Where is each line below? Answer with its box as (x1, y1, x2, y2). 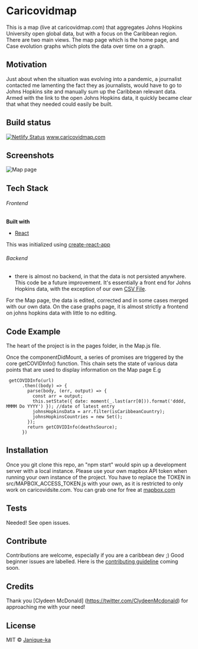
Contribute (6, 536, 47, 546)
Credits (6, 581, 34, 592)
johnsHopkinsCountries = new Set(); (32, 414, 123, 420)
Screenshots (6, 150, 54, 160)
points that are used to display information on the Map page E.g (6, 366, 161, 373)
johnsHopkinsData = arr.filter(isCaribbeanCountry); (32, 408, 165, 414)
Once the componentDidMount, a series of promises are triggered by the (6, 353, 184, 361)
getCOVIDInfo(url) (8, 377, 54, 384)
